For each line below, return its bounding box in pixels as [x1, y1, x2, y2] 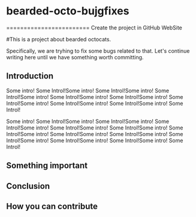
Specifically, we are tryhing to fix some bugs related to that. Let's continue [6, 47, 190, 55]
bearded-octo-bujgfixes [6, 4, 129, 18]
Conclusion [6, 181, 50, 191]
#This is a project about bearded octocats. [6, 35, 111, 43]
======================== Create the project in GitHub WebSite [6, 24, 183, 31]
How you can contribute [6, 201, 98, 211]
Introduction [6, 71, 54, 82]
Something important [6, 161, 88, 171]
